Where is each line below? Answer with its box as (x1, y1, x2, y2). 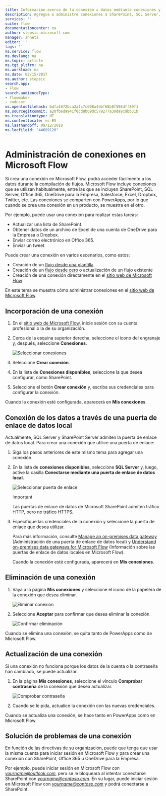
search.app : (5, 81, 30, 86)
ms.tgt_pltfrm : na (5, 63, 43, 68)
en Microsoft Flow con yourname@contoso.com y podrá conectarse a (5, 781, 149, 787)
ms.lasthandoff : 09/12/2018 (5, 123, 63, 128)
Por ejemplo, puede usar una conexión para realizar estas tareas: (5, 212, 138, 218)
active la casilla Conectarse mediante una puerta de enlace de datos (12, 469, 155, 475)
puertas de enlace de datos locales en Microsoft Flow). (12, 549, 125, 555)
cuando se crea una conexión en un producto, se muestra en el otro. (5, 202, 145, 208)
